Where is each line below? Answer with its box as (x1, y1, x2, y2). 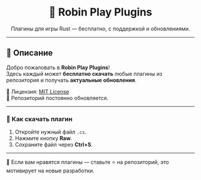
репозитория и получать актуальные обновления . (6, 76, 137, 83)
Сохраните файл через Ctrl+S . (14, 141, 93, 148)
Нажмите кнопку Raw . (14, 135, 72, 142)
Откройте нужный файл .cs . (14, 128, 87, 136)
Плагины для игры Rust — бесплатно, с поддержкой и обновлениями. (11, 25, 190, 32)
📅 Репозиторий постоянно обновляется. (6, 94, 109, 101)
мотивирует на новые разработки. (6, 167, 95, 175)
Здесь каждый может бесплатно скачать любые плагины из (6, 70, 163, 77)
